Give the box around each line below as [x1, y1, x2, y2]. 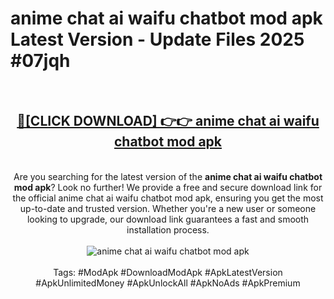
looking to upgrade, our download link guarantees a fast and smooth [26, 213, 310, 225]
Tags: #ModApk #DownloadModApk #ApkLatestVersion [53, 266, 283, 278]
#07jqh [10, 50, 71, 72]
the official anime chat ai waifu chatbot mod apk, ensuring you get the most [12, 192, 324, 204]
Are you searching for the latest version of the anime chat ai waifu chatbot [13, 170, 323, 182]
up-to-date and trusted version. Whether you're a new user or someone [19, 202, 317, 214]
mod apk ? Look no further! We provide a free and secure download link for [13, 181, 323, 193]
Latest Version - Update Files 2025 [10, 28, 305, 51]
